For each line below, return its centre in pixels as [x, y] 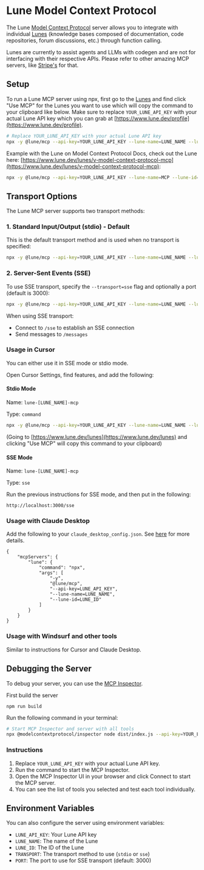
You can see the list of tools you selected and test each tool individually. [105, 789]
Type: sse [18, 483]
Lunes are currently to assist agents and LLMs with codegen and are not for [101, 52]
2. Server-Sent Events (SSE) [49, 273]
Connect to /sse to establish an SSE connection [75, 328]
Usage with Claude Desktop [48, 521]
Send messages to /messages [51, 334]
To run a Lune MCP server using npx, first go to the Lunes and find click [96, 99]
